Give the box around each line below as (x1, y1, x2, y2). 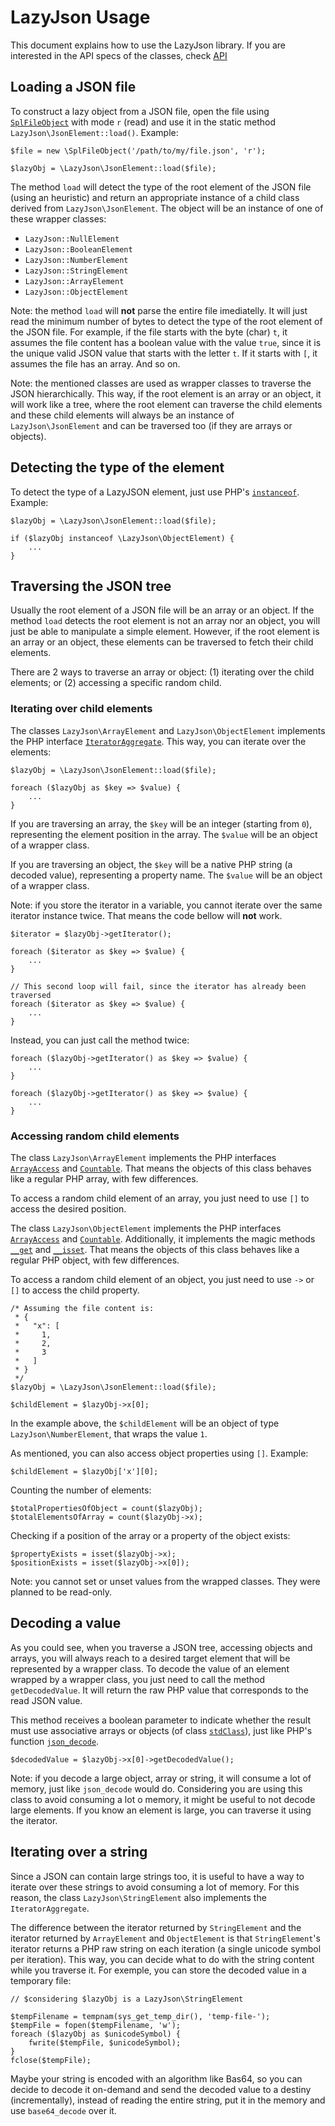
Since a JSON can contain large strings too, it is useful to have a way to (10, 1870, 305, 1882)
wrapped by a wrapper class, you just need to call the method (10, 1673, 265, 1685)
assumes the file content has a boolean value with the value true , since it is (10, 336, 322, 348)
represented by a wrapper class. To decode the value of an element (10, 1662, 290, 1675)
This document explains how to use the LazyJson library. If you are (10, 39, 286, 51)
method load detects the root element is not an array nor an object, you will (10, 615, 321, 627)
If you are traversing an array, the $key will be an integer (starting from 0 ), (10, 817, 313, 830)
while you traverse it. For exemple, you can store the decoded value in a (10, 1964, 307, 1976)
